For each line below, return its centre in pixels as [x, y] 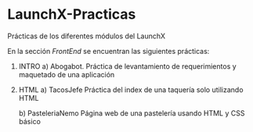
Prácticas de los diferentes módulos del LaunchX [87, 36]
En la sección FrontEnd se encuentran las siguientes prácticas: [108, 51]
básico [29, 121]
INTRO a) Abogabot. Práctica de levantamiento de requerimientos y [127, 66]
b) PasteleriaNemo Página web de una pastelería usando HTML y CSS [132, 113]
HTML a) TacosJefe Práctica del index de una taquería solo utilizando [131, 89]
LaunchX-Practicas [72, 14]
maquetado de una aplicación [67, 74]
